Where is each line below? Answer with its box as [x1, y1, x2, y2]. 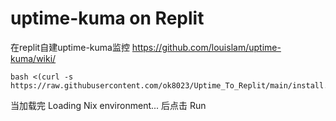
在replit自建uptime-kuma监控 [10, 41, 130, 53]
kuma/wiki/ [10, 52, 57, 64]
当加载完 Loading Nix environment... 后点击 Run [10, 99, 207, 111]
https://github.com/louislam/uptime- [131, 41, 282, 53]
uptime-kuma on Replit [10, 7, 205, 30]
